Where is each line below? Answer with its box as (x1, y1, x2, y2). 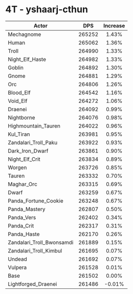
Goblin (8, 64, 24, 71)
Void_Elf (8, 97, 28, 104)
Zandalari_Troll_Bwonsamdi (8, 239, 74, 246)
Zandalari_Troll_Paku (8, 139, 58, 146)
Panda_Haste (8, 230, 40, 238)
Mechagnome (8, 31, 41, 38)
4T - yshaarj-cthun (5, 4, 88, 15)
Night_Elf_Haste (8, 55, 47, 62)
